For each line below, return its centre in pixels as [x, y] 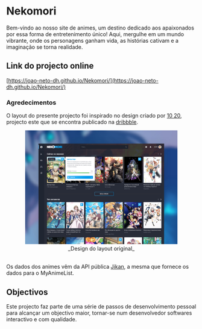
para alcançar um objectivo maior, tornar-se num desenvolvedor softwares [99, 313]
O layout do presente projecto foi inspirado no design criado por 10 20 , [94, 116]
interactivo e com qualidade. [42, 319]
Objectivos [27, 292]
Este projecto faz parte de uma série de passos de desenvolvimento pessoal [101, 307]
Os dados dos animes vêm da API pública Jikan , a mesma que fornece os [97, 267]
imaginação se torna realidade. [45, 47]
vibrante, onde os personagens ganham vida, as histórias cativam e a [93, 40]
